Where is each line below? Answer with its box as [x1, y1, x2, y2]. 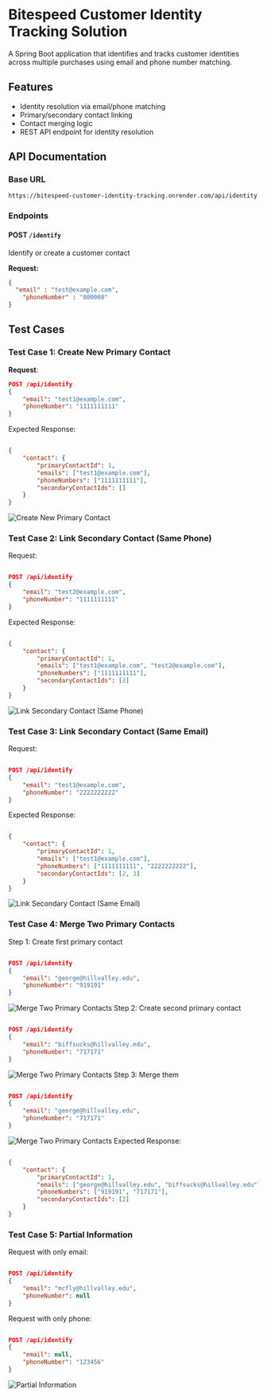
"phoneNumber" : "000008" [22, 293, 109, 302]
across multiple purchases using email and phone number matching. [8, 57, 233, 67]
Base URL [8, 174, 46, 185]
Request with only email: [8, 1247, 89, 1257]
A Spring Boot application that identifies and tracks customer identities [8, 49, 240, 58]
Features [8, 80, 53, 94]
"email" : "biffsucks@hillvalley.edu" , [22, 1040, 151, 1048]
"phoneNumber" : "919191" [22, 981, 105, 989]
